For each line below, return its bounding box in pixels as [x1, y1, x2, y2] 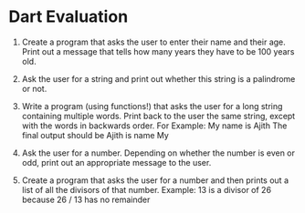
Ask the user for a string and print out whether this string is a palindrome [21, 73, 296, 84]
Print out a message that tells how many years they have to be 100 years [21, 46, 295, 56]
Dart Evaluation [8, 6, 129, 27]
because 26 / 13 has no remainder [21, 194, 151, 205]
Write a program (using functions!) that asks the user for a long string [21, 100, 283, 111]
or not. [21, 83, 47, 94]
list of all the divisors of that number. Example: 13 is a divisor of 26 [21, 184, 271, 195]
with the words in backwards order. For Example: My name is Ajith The [21, 120, 288, 131]
